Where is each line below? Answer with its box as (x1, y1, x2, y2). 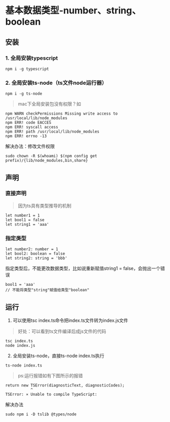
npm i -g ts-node (5, 91, 42, 97)
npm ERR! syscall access (5, 124, 58, 130)
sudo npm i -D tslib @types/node (5, 412, 77, 417)
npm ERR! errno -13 (5, 134, 47, 139)
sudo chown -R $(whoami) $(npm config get (5, 154, 97, 159)
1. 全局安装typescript (5, 54, 58, 62)
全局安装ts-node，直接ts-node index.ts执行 (12, 353, 104, 359)
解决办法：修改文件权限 (5, 143, 55, 150)
